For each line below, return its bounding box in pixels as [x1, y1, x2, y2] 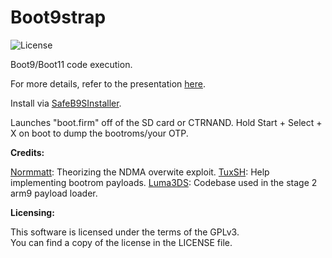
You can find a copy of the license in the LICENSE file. [10, 236, 233, 248]
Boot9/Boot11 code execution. [10, 58, 133, 70]
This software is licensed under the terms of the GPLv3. [10, 226, 240, 238]
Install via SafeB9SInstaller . [10, 97, 122, 109]
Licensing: [10, 206, 55, 218]
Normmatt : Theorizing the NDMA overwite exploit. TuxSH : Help [10, 166, 270, 178]
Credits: [10, 146, 45, 158]
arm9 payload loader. [10, 187, 98, 199]
